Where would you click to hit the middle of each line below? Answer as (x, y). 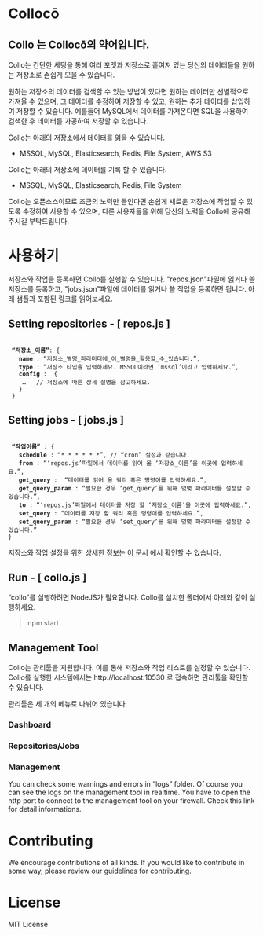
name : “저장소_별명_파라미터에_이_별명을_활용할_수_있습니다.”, (110, 358)
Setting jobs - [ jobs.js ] (66, 420)
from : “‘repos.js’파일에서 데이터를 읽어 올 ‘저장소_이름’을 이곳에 (118, 463)
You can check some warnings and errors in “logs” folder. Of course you (126, 784)
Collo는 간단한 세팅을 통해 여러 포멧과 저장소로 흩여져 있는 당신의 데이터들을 (124, 65)
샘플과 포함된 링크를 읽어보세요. (64, 299)
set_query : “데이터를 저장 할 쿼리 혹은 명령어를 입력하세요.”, (111, 513)
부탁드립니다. (49, 221)
